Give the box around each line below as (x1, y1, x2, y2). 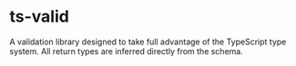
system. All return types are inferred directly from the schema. (9, 45, 243, 56)
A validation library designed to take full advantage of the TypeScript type (9, 36, 287, 47)
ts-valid (9, 6, 70, 27)
